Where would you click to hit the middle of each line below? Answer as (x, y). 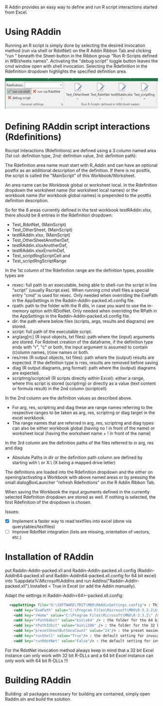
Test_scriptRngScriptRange (39, 261)
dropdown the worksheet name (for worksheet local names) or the (72, 190)
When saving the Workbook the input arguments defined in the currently (77, 491)
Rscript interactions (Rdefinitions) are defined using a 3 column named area (81, 150)
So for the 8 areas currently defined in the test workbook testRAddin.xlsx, (78, 210)
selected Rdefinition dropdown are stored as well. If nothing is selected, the (81, 497)
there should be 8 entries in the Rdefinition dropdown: (59, 215)
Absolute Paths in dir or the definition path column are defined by (77, 457)
